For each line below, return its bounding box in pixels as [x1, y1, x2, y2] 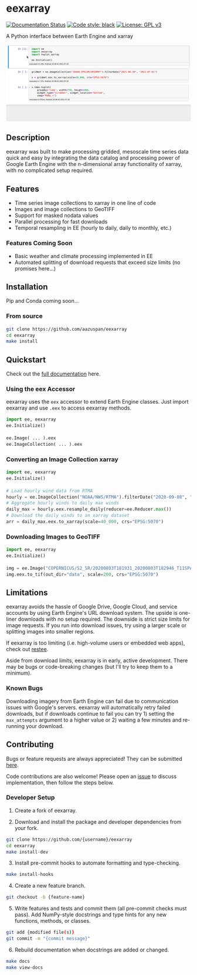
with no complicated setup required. [6, 167, 94, 174]
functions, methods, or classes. [14, 918, 91, 925]
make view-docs [6, 964, 43, 970]
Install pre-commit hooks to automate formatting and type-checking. [14, 859, 181, 866]
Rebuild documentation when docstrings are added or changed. [14, 946, 169, 953]
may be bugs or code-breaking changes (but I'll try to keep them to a [6, 663, 173, 671]
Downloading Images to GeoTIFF [6, 533, 101, 541]
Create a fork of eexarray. [14, 807, 77, 814]
